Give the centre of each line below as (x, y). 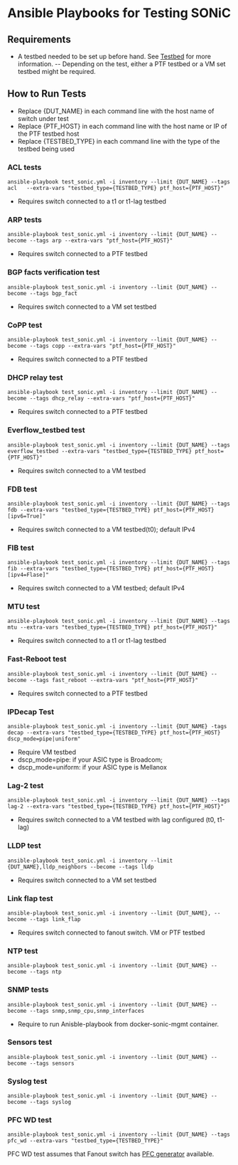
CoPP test (25, 325)
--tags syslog (50, 1102)
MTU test (24, 607)
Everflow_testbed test (46, 430)
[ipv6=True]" (27, 516)
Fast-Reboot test (37, 659)
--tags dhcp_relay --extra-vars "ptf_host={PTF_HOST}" (112, 399)
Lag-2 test (26, 786)
